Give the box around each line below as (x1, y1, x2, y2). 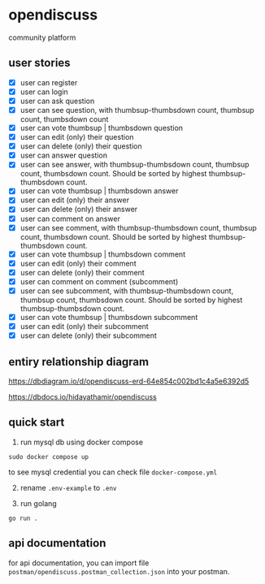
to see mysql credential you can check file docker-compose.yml (8, 467, 218, 477)
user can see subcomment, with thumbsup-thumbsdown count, (20, 286, 234, 296)
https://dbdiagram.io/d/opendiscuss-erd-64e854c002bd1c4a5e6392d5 (8, 376, 250, 386)
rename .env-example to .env (20, 482, 117, 492)
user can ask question (20, 96, 95, 106)
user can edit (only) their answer (20, 195, 130, 205)
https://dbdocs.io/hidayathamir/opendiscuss (8, 391, 157, 401)
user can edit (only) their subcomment (20, 322, 149, 331)
